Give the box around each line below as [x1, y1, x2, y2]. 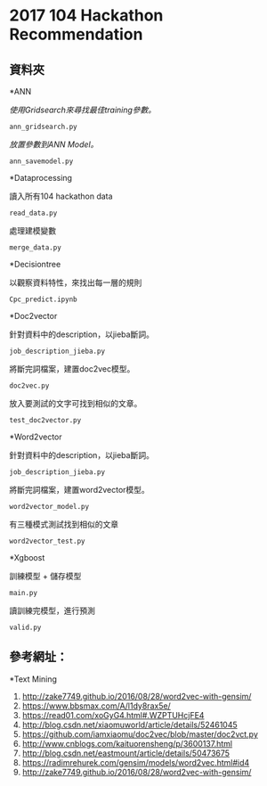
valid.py [9, 623, 42, 632]
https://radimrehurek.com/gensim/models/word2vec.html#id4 [21, 757, 250, 767]
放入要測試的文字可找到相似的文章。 [9, 398, 142, 408]
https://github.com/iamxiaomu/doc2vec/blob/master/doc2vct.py [21, 728, 258, 740]
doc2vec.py [9, 381, 50, 390]
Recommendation [9, 24, 143, 45]
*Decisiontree [9, 259, 61, 269]
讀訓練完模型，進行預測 [9, 605, 95, 616]
